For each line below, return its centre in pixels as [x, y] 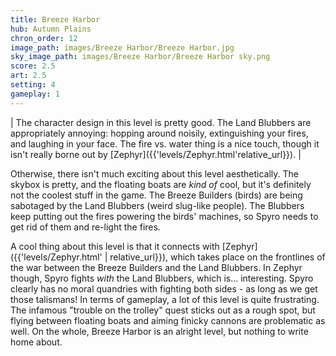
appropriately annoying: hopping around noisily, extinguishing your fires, [159, 133]
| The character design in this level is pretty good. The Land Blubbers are [161, 122]
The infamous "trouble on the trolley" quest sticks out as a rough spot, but [163, 310]
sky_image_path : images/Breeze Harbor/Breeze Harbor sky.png [140, 57]
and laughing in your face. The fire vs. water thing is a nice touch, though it [165, 143]
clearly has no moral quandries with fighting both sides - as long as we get [164, 288]
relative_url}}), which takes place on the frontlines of [217, 257]
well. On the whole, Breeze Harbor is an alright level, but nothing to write [159, 331]
